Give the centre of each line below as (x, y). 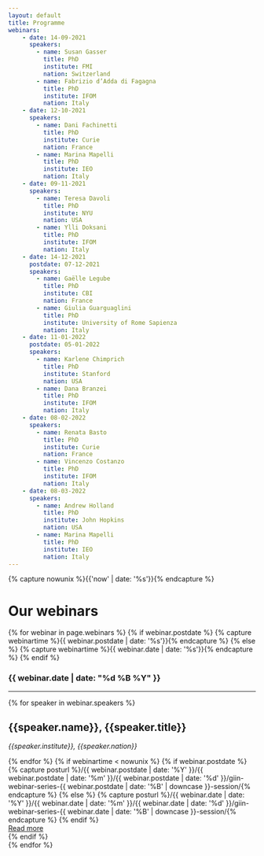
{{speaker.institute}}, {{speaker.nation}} (73, 746)
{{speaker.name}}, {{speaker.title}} (97, 727)
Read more (26, 828)
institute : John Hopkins (84, 520)
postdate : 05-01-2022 (64, 345)
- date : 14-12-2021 (54, 256)
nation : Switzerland (77, 74)
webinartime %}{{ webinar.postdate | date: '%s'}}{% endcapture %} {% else (132, 641)
